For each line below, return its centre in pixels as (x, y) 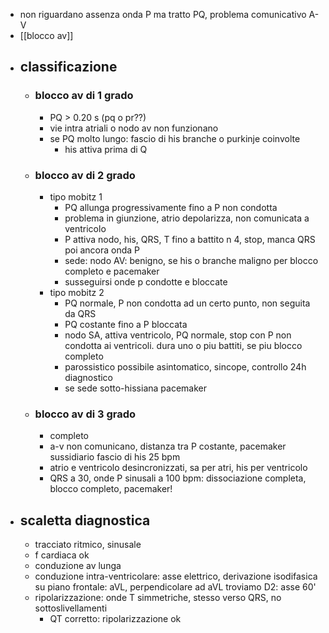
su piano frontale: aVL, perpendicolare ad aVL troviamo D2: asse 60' (175, 587)
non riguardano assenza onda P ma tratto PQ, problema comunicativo (163, 14)
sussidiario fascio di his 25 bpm (115, 457)
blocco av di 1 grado (84, 96)
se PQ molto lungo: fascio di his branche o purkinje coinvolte (175, 138)
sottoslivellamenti (71, 608)
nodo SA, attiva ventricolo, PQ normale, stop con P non (178, 335)
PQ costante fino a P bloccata (126, 324)
